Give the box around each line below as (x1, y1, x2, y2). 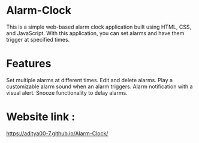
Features (6, 57, 52, 70)
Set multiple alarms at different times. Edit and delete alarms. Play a (6, 76, 173, 83)
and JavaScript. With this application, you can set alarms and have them (6, 29, 185, 36)
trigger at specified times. (6, 36, 70, 43)
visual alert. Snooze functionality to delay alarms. (6, 89, 128, 96)
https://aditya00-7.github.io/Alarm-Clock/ (6, 129, 108, 137)
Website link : (6, 110, 76, 124)
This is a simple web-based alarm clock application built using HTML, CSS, (6, 23, 192, 30)
